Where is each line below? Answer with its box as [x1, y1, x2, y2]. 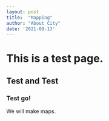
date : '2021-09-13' [6, 25, 56, 32]
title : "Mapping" [6, 15, 53, 21]
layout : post [6, 8, 39, 15]
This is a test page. [6, 52, 104, 65]
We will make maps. [6, 108, 56, 115]
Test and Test [6, 76, 59, 86]
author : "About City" [6, 20, 61, 26]
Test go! [6, 94, 31, 102]
